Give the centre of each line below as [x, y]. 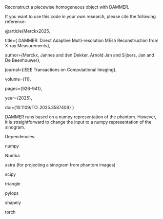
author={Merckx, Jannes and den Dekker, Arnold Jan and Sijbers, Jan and [80, 55]
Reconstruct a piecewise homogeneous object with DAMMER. [67, 7]
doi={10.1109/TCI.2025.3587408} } [40, 107]
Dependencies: [20, 137]
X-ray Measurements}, [28, 46]
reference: [15, 22]
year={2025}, [19, 98]
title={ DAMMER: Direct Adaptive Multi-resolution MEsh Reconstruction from [82, 40]
